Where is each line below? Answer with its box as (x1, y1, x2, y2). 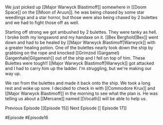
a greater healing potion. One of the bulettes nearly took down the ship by (5, 45, 153, 50)
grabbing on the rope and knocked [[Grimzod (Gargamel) (5, 50, 120, 56)
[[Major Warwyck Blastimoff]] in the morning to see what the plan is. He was (5, 90, 158, 96)
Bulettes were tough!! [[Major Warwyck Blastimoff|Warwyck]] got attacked (5, 61, 154, 66)
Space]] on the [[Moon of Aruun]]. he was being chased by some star (5, 9, 145, 15)
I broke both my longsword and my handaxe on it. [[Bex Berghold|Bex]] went (5, 34, 159, 40)
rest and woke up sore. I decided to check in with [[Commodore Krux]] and (5, 85, 156, 91)
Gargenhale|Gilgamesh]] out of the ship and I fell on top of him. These (5, 55, 145, 61)
